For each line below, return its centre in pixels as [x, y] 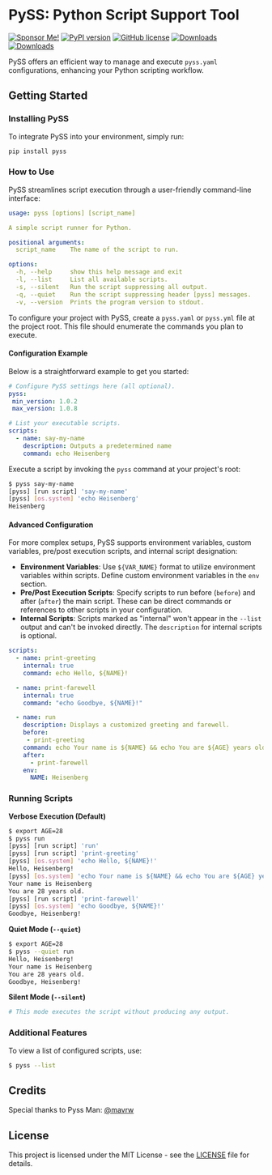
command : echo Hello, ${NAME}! [76, 673]
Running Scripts [40, 798]
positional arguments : [47, 242]
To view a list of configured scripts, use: [75, 1050]
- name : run [36, 717]
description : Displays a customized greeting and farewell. [126, 725]
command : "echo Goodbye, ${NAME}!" [83, 703]
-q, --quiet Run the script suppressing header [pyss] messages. [134, 294]
